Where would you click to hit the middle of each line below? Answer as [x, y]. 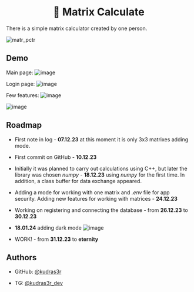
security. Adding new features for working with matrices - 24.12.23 [96, 198]
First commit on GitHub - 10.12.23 [56, 157]
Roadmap [24, 125]
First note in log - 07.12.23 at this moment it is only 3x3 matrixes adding [101, 139]
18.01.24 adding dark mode [48, 228]
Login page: [21, 84]
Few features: [23, 95]
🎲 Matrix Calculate [99, 12]
